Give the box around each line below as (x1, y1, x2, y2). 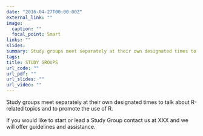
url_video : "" (6, 82, 42, 88)
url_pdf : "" (6, 71, 36, 77)
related (6, 105, 24, 112)
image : (6, 20, 23, 26)
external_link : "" (6, 15, 53, 21)
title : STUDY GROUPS (6, 59, 59, 65)
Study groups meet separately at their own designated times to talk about (6, 99, 190, 106)
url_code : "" (6, 65, 39, 71)
